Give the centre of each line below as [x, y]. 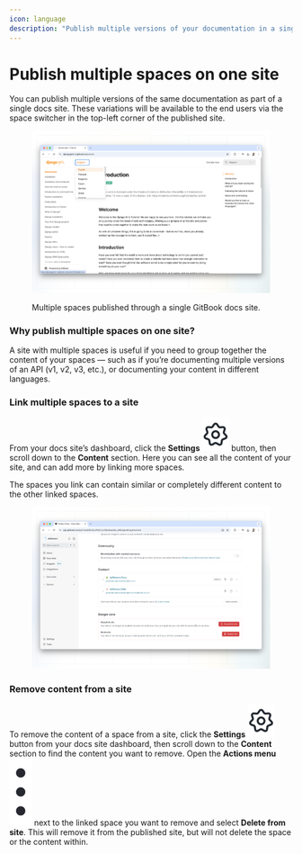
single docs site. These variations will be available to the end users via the [147, 109]
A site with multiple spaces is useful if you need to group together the [138, 350]
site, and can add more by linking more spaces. [97, 467]
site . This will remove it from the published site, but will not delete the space [151, 832]
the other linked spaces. [54, 494]
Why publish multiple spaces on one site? [102, 330]
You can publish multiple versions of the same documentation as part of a [146, 99]
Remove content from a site [71, 688]
